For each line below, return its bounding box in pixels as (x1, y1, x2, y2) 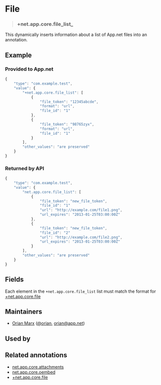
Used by (5, 334, 31, 343)
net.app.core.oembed (12, 369, 56, 375)
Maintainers (5, 307, 43, 315)
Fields (5, 276, 24, 284)
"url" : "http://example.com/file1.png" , (39, 208, 123, 212)
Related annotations (5, 351, 67, 359)
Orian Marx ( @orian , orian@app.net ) (12, 320, 85, 326)
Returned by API (5, 165, 45, 172)
